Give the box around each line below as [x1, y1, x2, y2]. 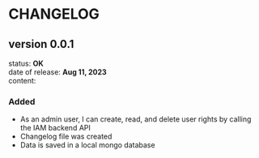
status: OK [8, 58, 44, 68]
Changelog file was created [19, 131, 113, 142]
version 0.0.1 [8, 37, 74, 51]
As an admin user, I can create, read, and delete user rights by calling [19, 114, 252, 124]
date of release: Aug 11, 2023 [8, 67, 107, 77]
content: [8, 76, 36, 85]
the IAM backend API [19, 123, 91, 133]
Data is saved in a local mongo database [19, 140, 155, 150]
